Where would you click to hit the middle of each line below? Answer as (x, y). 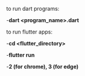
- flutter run (20, 55)
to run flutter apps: (30, 32)
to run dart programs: (33, 9)
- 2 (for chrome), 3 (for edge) (42, 66)
